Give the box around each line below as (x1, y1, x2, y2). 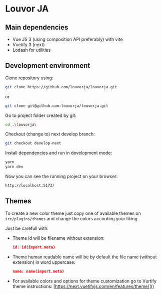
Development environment (5, 61, 90, 70)
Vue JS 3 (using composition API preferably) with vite (12, 36, 123, 42)
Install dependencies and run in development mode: (5, 150, 112, 156)
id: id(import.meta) (12, 244, 55, 250)
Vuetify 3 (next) (12, 42, 45, 48)
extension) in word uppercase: (12, 259, 75, 265)
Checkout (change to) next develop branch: (5, 131, 95, 137)
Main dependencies (5, 23, 68, 32)
